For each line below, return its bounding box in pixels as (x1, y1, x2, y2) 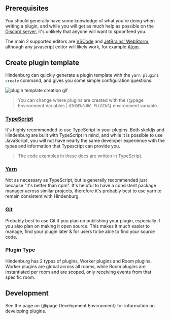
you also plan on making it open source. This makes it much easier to (5, 223, 150, 229)
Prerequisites (5, 4, 49, 13)
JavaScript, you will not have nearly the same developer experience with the (5, 137, 165, 143)
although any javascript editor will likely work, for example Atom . (5, 43, 141, 50)
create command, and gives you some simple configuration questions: (5, 77, 153, 83)
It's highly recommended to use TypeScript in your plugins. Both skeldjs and (5, 127, 165, 133)
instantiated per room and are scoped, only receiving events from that (5, 269, 151, 275)
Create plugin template (5, 59, 80, 67)
